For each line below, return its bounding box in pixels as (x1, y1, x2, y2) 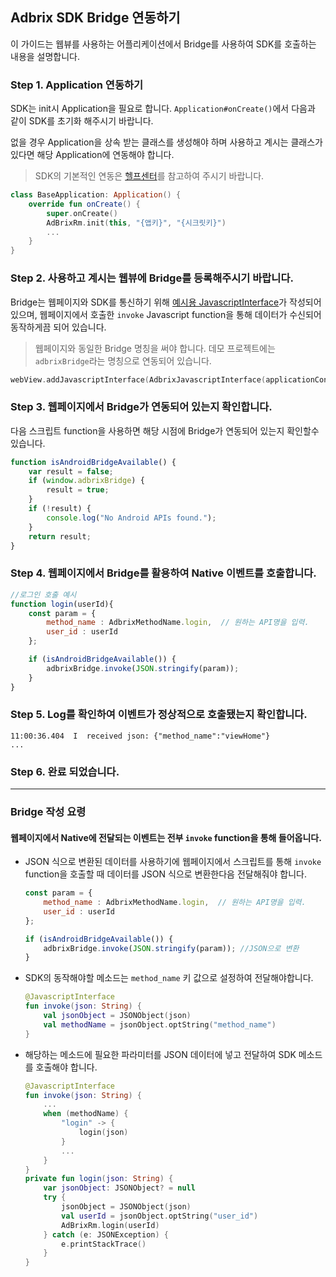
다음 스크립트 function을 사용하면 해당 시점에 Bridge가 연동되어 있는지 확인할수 (10, 424, 320, 437)
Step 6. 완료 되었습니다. (10, 764, 120, 778)
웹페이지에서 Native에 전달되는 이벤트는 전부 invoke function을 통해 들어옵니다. (10, 831, 322, 843)
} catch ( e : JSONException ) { (43, 1229, 170, 1240)
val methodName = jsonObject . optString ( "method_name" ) (43, 1019, 277, 1030)
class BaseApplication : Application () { (10, 190, 182, 200)
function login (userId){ (10, 599, 114, 609)
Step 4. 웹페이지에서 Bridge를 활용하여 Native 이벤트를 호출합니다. (10, 566, 317, 580)
